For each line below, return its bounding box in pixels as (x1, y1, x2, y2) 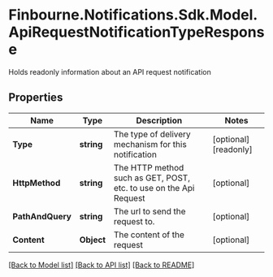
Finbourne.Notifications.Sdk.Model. (8, 6, 258, 24)
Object (79, 234, 106, 245)
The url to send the (113, 206, 186, 217)
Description (136, 115, 183, 126)
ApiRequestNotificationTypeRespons (8, 23, 265, 41)
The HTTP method (113, 162, 184, 173)
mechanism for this (113, 138, 187, 149)
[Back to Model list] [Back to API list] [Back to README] (8, 260, 195, 270)
